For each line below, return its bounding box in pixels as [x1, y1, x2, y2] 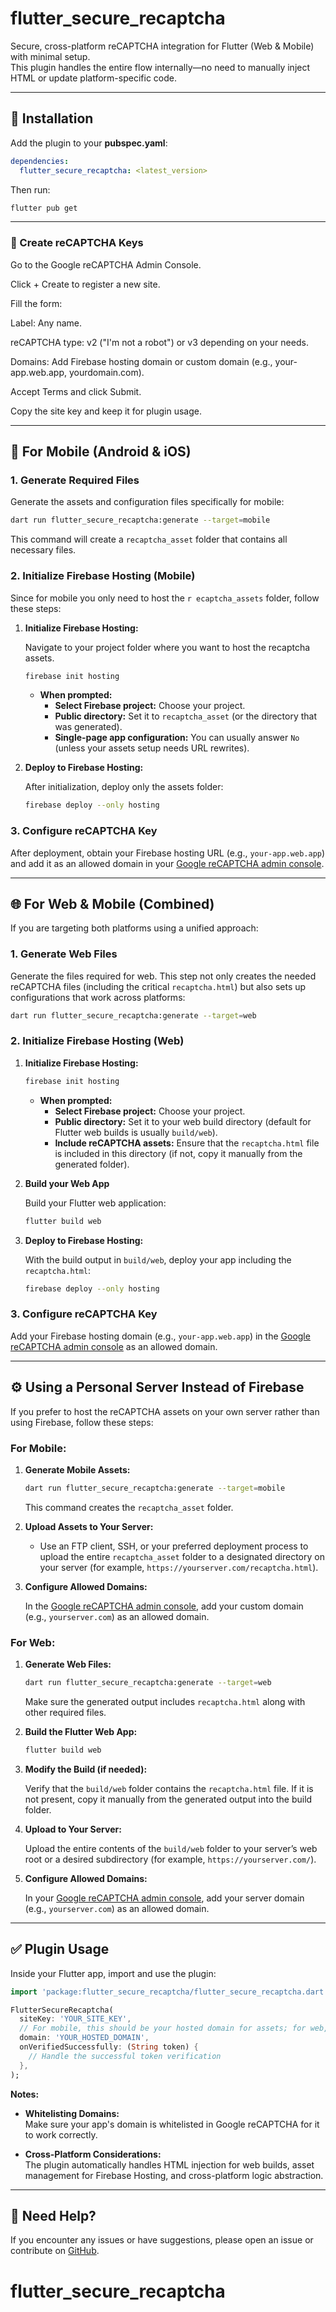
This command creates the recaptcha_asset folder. [24, 1501, 234, 1513]
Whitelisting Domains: [24, 2107, 120, 2119]
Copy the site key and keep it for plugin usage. [10, 405, 202, 417]
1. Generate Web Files [10, 947, 118, 961]
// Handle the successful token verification [28, 2051, 222, 2061]
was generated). [54, 721, 123, 733]
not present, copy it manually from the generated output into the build [24, 1793, 313, 1805]
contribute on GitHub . [10, 2245, 100, 2257]
